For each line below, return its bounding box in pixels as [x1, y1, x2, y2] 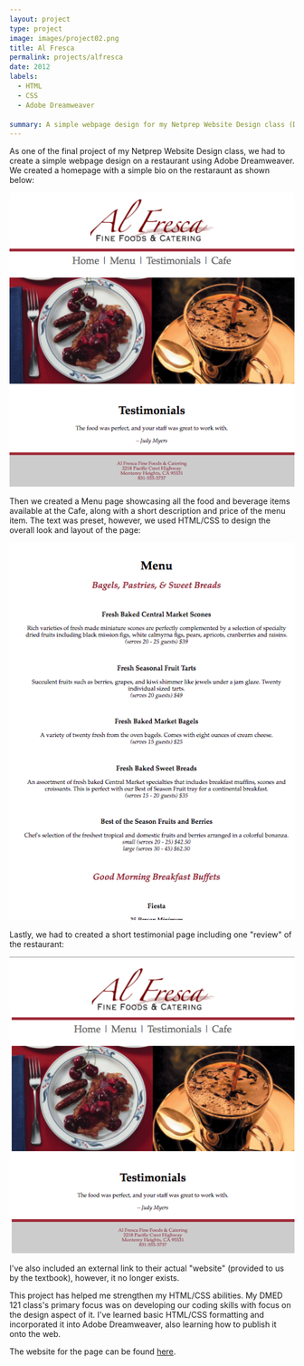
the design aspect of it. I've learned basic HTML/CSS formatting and [9, 1309, 265, 1320]
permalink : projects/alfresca [9, 53, 124, 63]
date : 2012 [9, 63, 51, 72]
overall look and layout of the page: [9, 524, 141, 535]
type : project [9, 24, 63, 34]
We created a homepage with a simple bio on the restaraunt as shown [9, 165, 271, 176]
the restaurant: [9, 938, 65, 949]
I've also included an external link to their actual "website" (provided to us [9, 1263, 285, 1274]
